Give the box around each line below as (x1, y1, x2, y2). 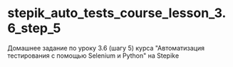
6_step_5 (7, 20, 61, 36)
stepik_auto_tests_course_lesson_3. (7, 5, 227, 21)
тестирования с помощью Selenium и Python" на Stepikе (7, 51, 180, 60)
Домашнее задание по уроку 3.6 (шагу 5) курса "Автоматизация (7, 43, 205, 52)
